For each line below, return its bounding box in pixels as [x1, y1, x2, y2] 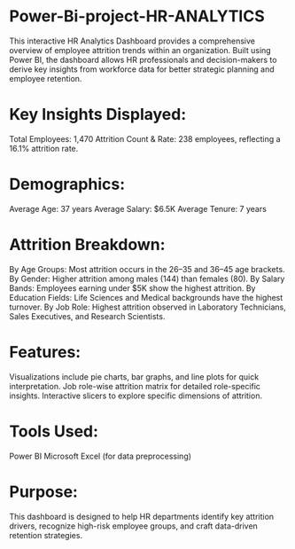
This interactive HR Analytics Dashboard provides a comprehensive [9, 35, 255, 46]
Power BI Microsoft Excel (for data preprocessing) [9, 451, 192, 461]
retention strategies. [9, 529, 82, 540]
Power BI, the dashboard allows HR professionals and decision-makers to [9, 54, 277, 65]
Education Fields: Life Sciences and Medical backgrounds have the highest [9, 292, 283, 302]
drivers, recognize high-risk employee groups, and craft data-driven [9, 521, 259, 531]
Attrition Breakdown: [9, 235, 166, 255]
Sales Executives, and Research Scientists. [9, 310, 166, 321]
